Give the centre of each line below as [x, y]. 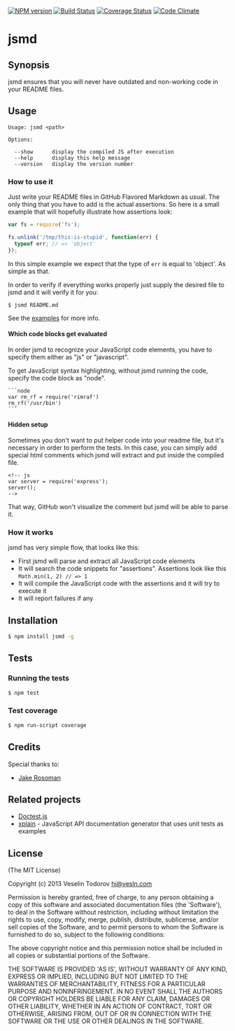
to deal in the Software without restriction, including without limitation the [113, 912]
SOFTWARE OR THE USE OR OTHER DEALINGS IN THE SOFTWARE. [106, 1021]
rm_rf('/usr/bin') [35, 403]
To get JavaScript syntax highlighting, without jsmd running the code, [108, 371]
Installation [33, 620]
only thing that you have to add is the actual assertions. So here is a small [114, 205]
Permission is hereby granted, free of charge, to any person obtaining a [111, 897]
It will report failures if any [56, 598]
